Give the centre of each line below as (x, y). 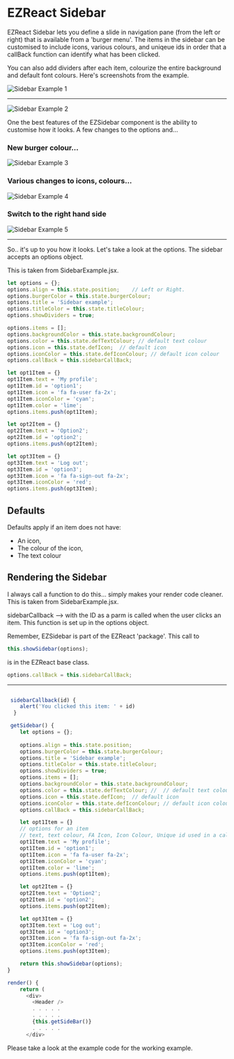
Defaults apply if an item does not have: (64, 527)
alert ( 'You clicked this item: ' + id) (78, 706)
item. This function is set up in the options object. (78, 622)
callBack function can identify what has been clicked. (84, 54)
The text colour (39, 556)
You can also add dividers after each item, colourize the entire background (114, 68)
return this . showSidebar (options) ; (71, 964)
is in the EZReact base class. (48, 662)
